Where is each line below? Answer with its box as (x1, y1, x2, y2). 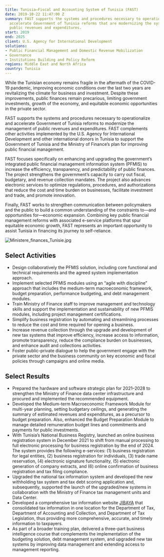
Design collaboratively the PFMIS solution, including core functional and (12, 264, 157, 270)
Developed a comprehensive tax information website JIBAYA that (12, 500, 143, 506)
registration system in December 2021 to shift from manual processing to (12, 437, 159, 443)
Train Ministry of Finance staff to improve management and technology (12, 301, 155, 306)
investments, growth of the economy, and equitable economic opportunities (5, 101, 158, 106)
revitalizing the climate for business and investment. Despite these (5, 90, 139, 96)
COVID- (140, 80, 156, 86)
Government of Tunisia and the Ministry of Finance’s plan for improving (5, 141, 148, 147)
